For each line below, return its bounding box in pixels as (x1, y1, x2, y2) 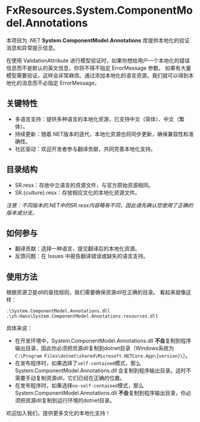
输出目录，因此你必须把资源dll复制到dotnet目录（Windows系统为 (14, 344, 174, 352)
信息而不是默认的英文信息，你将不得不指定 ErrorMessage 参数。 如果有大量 (6, 64, 192, 72)
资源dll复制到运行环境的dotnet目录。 (25, 397, 115, 404)
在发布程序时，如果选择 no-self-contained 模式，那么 (14, 382, 144, 389)
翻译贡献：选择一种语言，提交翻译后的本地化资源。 (14, 245, 140, 252)
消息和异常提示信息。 (6, 44, 58, 51)
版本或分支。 (6, 209, 37, 216)
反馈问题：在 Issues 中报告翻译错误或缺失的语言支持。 (14, 252, 149, 260)
